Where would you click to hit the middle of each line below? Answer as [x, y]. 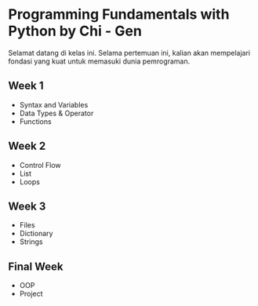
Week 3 [27, 206]
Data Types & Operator [56, 113]
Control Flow [40, 165]
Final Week [36, 266]
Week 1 [26, 86]
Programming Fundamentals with [119, 15]
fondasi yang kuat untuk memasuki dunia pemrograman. [99, 61]
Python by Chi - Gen [75, 31]
